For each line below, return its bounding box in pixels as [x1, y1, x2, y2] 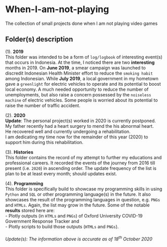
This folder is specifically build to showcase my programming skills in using [5, 186, 162, 192]
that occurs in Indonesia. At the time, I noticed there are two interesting [5, 59, 155, 65]
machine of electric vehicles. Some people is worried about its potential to [5, 97, 158, 103]
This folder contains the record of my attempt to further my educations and [5, 154, 162, 160]
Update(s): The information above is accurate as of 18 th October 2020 [5, 235, 153, 242]
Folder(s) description [5, 35, 73, 44]
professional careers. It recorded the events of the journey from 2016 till [5, 160, 155, 166]
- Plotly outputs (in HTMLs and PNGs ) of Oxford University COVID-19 [5, 213, 143, 219]
